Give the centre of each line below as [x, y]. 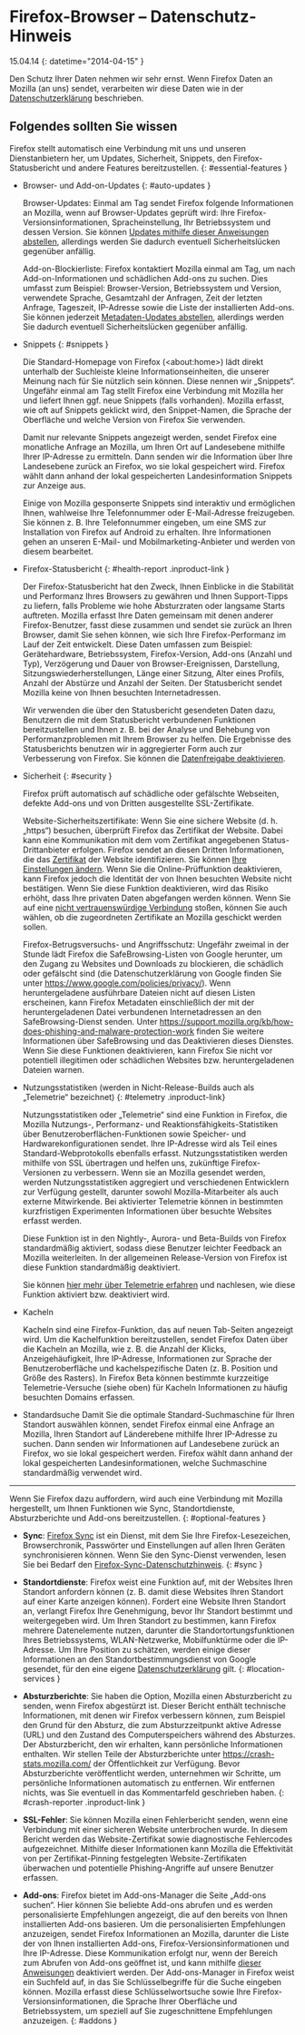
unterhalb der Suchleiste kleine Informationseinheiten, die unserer [146, 371]
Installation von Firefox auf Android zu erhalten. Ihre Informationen [147, 532]
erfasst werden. [52, 1220]
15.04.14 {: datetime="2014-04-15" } [77, 61]
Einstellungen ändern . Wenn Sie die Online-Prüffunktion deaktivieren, [152, 869]
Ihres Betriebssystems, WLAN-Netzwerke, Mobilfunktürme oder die [149, 1639]
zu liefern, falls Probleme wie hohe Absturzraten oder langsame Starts [154, 605]
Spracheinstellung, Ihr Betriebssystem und [191, 222]
